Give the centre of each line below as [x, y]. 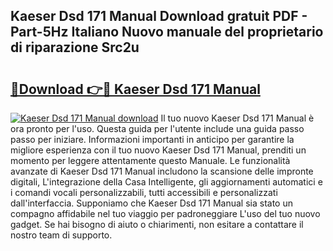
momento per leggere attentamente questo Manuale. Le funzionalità [150, 160]
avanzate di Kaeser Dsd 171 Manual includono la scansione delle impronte [162, 171]
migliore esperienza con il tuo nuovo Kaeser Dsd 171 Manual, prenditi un [158, 150]
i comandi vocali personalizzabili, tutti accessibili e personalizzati [144, 192]
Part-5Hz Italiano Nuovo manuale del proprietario [167, 32]
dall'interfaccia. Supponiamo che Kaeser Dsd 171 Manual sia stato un [151, 203]
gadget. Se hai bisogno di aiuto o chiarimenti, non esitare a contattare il [157, 224]
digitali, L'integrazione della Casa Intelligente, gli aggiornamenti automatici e [166, 182]
